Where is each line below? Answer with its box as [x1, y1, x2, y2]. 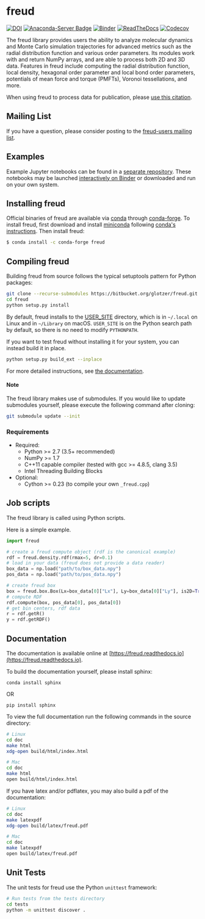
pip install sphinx [6, 702, 56, 708]
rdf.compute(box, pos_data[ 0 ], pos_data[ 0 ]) [6, 599, 121, 605]
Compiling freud [6, 256, 70, 267]
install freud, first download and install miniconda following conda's [6, 221, 176, 228]
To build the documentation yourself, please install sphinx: [6, 668, 153, 675]
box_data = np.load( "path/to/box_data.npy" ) [6, 566, 121, 572]
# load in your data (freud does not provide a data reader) [6, 560, 165, 566]
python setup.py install [6, 302, 70, 308]
